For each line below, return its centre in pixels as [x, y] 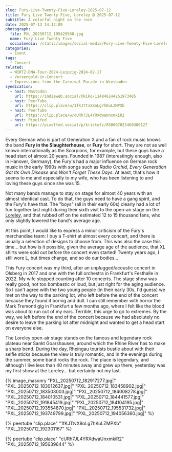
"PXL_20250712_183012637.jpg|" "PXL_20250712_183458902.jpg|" [76, 386]
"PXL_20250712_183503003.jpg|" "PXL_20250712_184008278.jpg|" [76, 391]
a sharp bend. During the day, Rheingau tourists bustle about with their [80, 349]
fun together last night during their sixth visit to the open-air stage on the [82, 209]
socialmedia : [24, 44]
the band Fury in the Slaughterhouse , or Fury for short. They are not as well [86, 145]
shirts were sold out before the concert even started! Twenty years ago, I [82, 252]
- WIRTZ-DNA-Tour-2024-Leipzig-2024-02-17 [56, 73]
